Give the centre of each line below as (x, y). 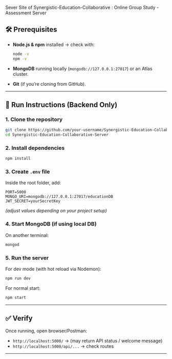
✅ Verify (19, 318)
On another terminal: (27, 235)
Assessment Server (26, 13)
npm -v (20, 58)
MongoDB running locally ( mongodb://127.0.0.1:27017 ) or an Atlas (82, 68)
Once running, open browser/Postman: (46, 331)
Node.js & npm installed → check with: (53, 44)
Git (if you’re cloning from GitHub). (49, 84)
